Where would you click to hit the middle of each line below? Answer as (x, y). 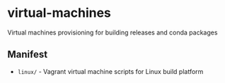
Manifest (28, 55)
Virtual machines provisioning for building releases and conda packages (112, 32)
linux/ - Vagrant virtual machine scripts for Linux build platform (110, 71)
